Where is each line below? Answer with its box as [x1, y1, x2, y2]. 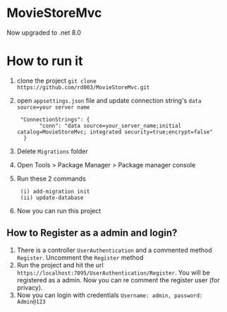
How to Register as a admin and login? [6, 227, 178, 239]
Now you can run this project [16, 206, 102, 215]
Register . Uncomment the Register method [16, 253, 144, 262]
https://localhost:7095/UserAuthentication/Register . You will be [16, 268, 211, 277]
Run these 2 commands [16, 174, 86, 183]
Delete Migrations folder [16, 147, 89, 155]
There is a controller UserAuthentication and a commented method [16, 246, 212, 254]
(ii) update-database [20, 194, 84, 201]
